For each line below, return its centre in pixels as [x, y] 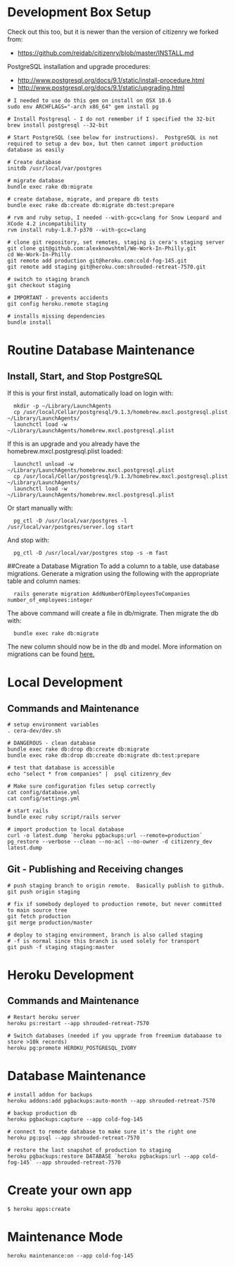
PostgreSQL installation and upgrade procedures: [79, 66]
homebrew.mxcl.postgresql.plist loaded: [65, 451]
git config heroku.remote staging [58, 303]
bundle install [30, 322]
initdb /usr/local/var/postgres [55, 168]
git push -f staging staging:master [61, 947]
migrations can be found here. [51, 654]
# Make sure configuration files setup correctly [82, 786]
